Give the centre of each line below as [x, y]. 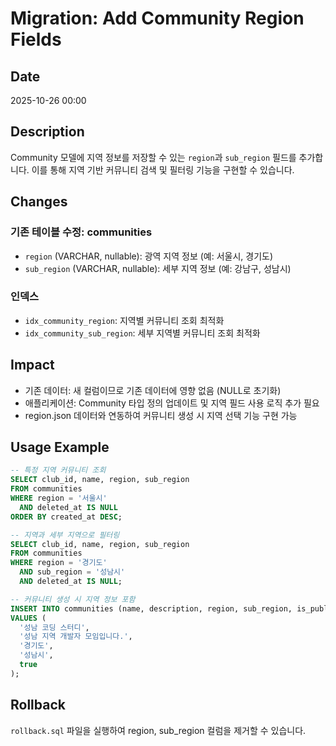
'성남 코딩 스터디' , [54, 627]
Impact [32, 365]
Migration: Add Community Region [157, 18]
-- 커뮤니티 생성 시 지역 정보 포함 [73, 599]
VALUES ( [28, 618]
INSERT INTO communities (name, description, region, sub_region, [151, 608]
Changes [39, 202]
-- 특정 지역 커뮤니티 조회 [58, 470]
